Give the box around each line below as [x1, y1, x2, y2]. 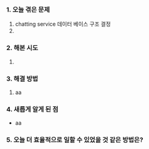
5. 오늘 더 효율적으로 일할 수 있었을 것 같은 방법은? [6, 136, 144, 144]
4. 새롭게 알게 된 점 [6, 105, 59, 114]
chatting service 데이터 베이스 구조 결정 [15, 20, 111, 28]
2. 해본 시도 [6, 44, 38, 53]
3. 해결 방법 [6, 74, 38, 83]
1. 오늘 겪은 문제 [6, 5, 50, 13]
